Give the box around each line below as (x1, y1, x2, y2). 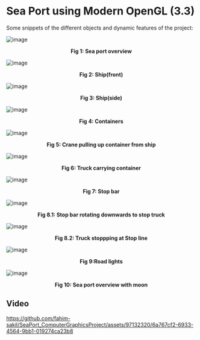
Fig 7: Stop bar (83, 187, 120, 195)
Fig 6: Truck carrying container (61, 164, 142, 171)
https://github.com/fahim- (6, 315, 71, 322)
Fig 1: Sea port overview (70, 47, 133, 55)
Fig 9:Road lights (80, 257, 123, 265)
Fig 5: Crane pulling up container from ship (46, 140, 156, 148)
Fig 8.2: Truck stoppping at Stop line (55, 234, 148, 242)
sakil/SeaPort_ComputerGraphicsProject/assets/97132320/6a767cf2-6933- (6, 321, 194, 328)
